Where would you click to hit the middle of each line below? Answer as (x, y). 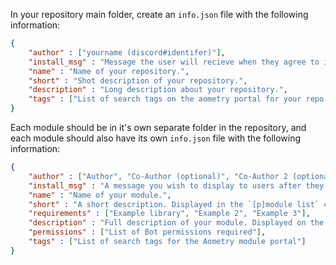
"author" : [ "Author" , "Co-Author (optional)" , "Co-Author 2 (158, 176)
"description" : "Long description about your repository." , (158, 90)
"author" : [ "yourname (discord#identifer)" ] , (127, 52)
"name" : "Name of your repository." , (109, 71)
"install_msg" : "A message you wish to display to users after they (176, 185)
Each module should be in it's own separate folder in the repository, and (158, 127)
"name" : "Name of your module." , (100, 195)
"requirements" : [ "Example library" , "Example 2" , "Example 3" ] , (169, 214)
